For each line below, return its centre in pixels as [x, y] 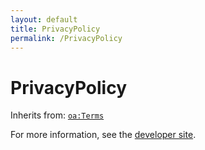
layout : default [44, 19]
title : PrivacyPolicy [55, 29]
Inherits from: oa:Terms [57, 115]
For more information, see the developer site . [103, 135]
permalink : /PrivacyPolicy [66, 38]
